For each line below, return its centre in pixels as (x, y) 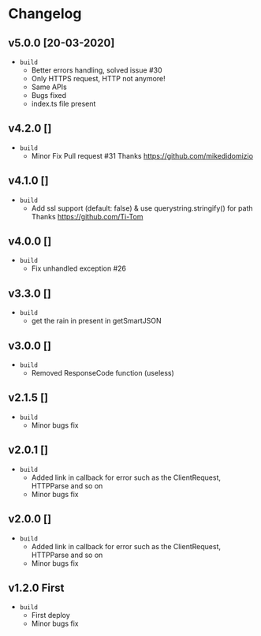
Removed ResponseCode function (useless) (103, 373)
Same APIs (49, 87)
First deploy (51, 615)
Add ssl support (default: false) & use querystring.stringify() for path (142, 208)
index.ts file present (63, 104)
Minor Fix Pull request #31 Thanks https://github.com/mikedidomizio (142, 155)
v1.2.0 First (36, 587)
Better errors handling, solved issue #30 (97, 70)
